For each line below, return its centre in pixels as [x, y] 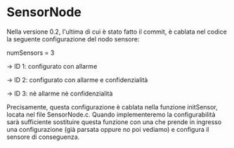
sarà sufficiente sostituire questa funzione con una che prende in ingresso [114, 122]
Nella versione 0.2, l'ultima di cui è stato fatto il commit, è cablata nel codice [117, 32]
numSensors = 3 [31, 53]
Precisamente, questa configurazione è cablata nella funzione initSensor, [112, 107]
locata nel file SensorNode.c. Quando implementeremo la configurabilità [111, 114]
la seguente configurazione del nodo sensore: [73, 39]
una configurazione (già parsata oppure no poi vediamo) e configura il [108, 129]
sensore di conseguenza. [43, 137]
